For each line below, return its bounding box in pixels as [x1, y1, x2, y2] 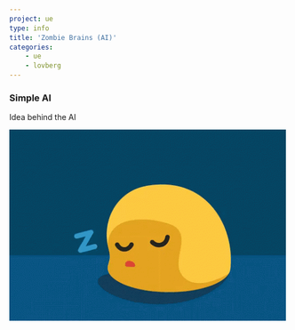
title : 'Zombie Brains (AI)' [9, 33, 117, 42]
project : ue [9, 14, 53, 23]
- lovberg [25, 61, 62, 70]
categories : [9, 43, 53, 52]
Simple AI [9, 92, 52, 104]
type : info [9, 23, 50, 33]
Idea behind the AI [9, 112, 76, 123]
